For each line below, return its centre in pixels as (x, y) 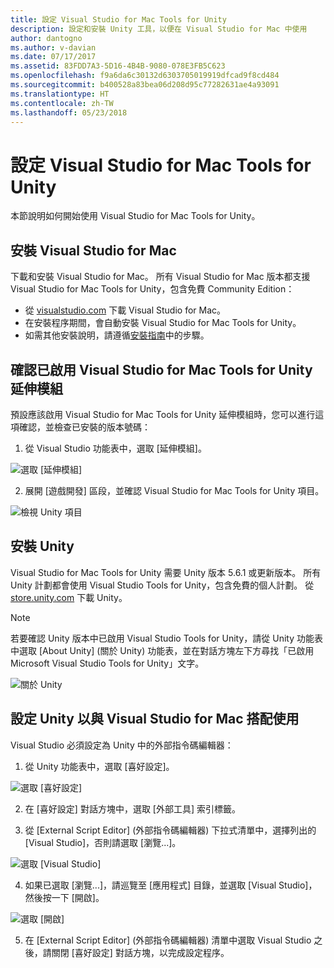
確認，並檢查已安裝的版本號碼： (84, 427)
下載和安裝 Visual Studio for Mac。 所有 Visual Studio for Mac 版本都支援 (160, 277)
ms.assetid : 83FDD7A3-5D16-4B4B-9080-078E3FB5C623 (118, 66)
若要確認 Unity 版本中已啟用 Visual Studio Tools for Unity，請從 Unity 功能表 (166, 638)
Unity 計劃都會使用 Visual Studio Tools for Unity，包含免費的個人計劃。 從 (162, 585)
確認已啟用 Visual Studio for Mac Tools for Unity (161, 369)
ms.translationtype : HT (60, 94)
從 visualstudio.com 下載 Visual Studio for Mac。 (125, 310)
